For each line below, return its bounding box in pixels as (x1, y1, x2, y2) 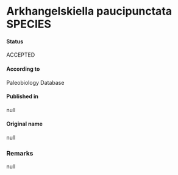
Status (6, 38, 24, 45)
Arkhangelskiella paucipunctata (6, 4, 173, 18)
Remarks (6, 149, 34, 157)
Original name (6, 120, 43, 127)
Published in (6, 93, 38, 100)
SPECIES (6, 17, 52, 31)
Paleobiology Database (6, 79, 65, 86)
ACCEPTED (6, 51, 35, 59)
